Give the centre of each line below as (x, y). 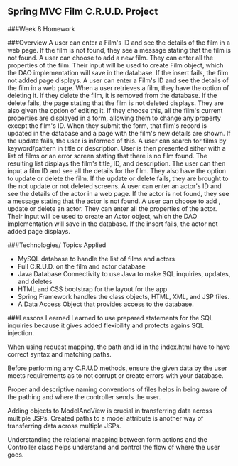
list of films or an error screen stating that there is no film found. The (107, 156)
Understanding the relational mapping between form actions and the (107, 439)
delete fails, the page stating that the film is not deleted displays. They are (115, 103)
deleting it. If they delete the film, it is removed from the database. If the (112, 95)
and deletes (35, 281)
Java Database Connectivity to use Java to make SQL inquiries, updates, (124, 273)
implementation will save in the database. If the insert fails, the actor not (113, 224)
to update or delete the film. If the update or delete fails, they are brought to (118, 178)
